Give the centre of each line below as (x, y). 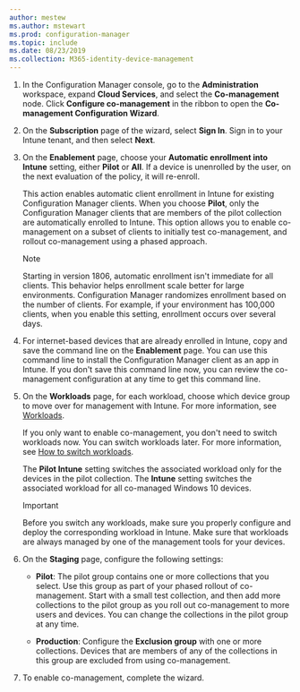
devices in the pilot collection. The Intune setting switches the (137, 478)
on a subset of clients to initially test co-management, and (180, 232)
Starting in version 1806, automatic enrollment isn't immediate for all (148, 276)
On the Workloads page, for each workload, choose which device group (156, 396)
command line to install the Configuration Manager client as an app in (150, 360)
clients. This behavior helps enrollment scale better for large (133, 286)
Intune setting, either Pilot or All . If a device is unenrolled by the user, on (156, 167)
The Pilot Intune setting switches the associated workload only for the (152, 469)
